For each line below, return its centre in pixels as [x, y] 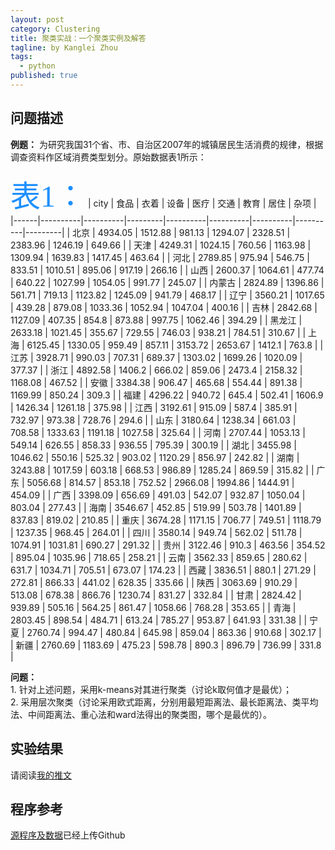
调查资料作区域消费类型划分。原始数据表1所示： [108, 157]
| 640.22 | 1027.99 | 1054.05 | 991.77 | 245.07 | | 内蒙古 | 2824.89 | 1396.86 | [167, 282]
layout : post [37, 19]
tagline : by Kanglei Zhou [64, 47]
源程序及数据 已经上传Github [68, 835]
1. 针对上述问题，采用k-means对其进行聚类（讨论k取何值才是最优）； [151, 689]
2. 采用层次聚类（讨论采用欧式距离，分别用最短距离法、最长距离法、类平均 [164, 702]
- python [37, 66]
